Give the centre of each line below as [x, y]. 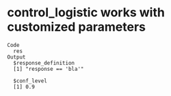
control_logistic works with [86, 13]
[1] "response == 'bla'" [49, 69]
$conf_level [30, 81]
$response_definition [44, 63]
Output [16, 57]
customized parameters [76, 27]
